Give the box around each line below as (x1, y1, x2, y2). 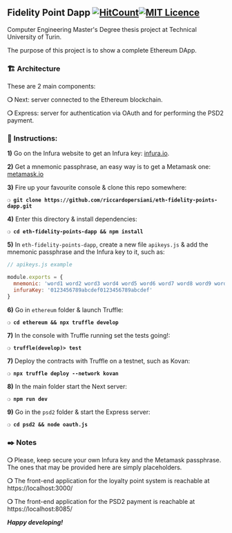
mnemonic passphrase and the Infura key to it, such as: (7, 248, 165, 256)
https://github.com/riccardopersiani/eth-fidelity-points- (43, 197, 217, 204)
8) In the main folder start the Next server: (7, 382, 128, 390)
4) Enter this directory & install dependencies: (7, 215, 138, 224)
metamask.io (7, 170, 43, 179)
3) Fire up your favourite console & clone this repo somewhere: (7, 183, 187, 192)
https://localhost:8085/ (7, 505, 72, 513)
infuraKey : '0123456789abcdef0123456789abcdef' (13, 287, 153, 294)
